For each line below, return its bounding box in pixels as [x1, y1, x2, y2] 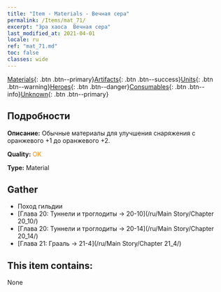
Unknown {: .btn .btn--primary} [20, 90, 109, 98]
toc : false [7, 50, 39, 57]
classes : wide [7, 56, 49, 63]
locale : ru [7, 36, 39, 43]
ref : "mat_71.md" [7, 43, 58, 50]
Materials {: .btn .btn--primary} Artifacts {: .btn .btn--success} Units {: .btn [7, 75, 213, 83]
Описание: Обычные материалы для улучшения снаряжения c [7, 129, 196, 137]
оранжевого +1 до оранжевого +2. [7, 136, 110, 144]
